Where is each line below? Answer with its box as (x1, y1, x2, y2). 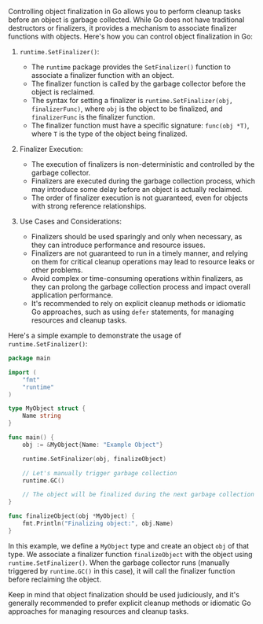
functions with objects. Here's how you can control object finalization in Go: (8, 31, 254, 41)
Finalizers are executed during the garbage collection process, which (31, 176, 255, 186)
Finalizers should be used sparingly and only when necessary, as (31, 232, 243, 241)
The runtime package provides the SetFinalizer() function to (31, 62, 232, 72)
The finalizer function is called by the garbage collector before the (31, 79, 246, 88)
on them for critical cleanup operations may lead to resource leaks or (31, 257, 255, 266)
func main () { (8, 434, 55, 441)
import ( (8, 368, 37, 376)
